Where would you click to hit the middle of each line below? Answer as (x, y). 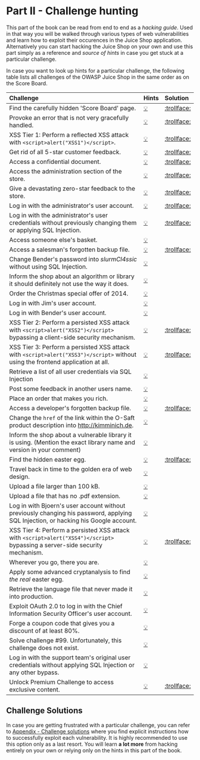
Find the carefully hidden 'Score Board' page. (73, 108)
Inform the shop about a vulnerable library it (71, 435)
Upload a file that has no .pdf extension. (65, 496)
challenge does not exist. (44, 647)
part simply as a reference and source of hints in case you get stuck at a (95, 52)
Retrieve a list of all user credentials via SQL (71, 372)
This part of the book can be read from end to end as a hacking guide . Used (100, 27)
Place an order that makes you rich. (59, 398)
